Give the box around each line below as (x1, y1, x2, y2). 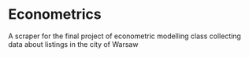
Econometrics (8, 5, 102, 23)
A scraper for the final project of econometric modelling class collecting (8, 31, 242, 41)
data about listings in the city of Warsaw (8, 39, 139, 48)
